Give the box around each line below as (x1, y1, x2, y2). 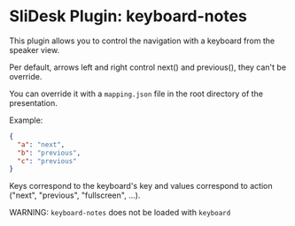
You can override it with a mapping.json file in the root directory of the (9, 88, 264, 99)
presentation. (9, 97, 58, 108)
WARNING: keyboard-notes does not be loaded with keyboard (9, 207, 231, 218)
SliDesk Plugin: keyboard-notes (9, 6, 248, 26)
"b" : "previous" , (17, 148, 82, 157)
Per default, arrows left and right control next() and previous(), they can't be (9, 62, 286, 72)
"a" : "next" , (17, 139, 66, 149)
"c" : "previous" (17, 156, 77, 165)
